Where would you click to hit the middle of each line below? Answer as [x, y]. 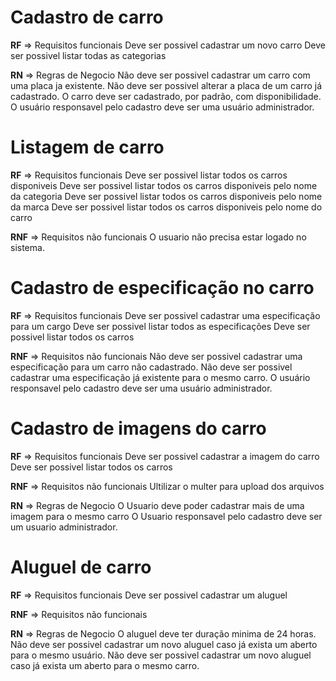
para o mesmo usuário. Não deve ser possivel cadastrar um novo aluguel [161, 655]
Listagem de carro [87, 147]
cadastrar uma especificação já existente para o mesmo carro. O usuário [160, 377]
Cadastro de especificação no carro [162, 288]
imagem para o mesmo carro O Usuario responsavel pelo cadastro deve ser [166, 516]
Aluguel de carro [81, 567]
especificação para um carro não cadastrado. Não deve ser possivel [151, 367]
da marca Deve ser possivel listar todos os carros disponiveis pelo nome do [166, 207]
